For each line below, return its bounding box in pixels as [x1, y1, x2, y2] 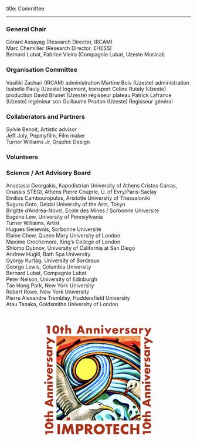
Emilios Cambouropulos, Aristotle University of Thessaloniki [6, 195, 151, 202]
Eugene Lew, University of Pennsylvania [6, 213, 103, 220]
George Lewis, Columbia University [6, 263, 91, 270]
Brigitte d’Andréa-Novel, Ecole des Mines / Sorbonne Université [6, 207, 159, 214]
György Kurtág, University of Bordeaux [6, 257, 100, 264]
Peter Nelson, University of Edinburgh [6, 276, 98, 283]
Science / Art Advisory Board [6, 169, 91, 177]
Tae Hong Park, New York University [6, 282, 94, 289]
